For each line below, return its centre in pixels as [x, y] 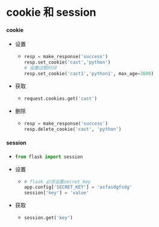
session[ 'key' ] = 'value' [56, 193]
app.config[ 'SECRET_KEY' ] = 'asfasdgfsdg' [78, 187]
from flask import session [49, 157]
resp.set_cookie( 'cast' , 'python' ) [67, 62]
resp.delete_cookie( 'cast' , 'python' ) [73, 129]
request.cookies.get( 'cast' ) [61, 98]
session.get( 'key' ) [48, 218]
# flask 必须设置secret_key [58, 182]
